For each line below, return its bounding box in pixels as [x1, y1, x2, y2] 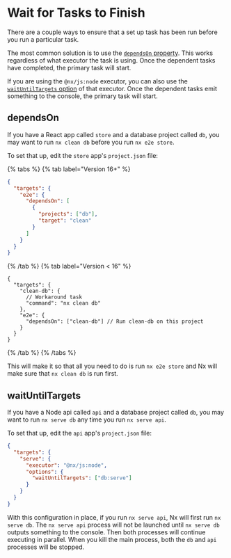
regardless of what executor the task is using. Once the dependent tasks [7, 56, 216, 64]
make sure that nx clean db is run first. [7, 369, 118, 378]
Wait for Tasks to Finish [7, 5, 145, 21]
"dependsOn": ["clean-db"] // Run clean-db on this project [25, 318, 204, 325]
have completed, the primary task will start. [7, 63, 132, 72]
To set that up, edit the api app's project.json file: [7, 429, 152, 438]
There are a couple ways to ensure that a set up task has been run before [7, 28, 218, 36]
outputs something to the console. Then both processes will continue [7, 527, 206, 536]
